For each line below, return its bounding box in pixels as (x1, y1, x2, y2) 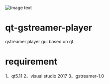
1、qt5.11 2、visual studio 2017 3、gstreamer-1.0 (5, 73, 105, 79)
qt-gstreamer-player (5, 22, 93, 33)
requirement (5, 56, 58, 67)
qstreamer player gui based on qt (5, 38, 74, 44)
